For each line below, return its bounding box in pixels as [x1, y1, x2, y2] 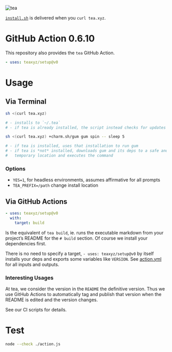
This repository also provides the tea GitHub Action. [5, 49, 115, 56]
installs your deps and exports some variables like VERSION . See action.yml [5, 256, 162, 262]
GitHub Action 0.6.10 [5, 33, 95, 45]
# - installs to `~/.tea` [5, 120, 60, 125]
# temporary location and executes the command [5, 153, 114, 159]
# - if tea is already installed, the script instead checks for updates [5, 125, 166, 130]
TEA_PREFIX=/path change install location [12, 182, 99, 188]
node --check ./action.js [5, 341, 60, 346]
